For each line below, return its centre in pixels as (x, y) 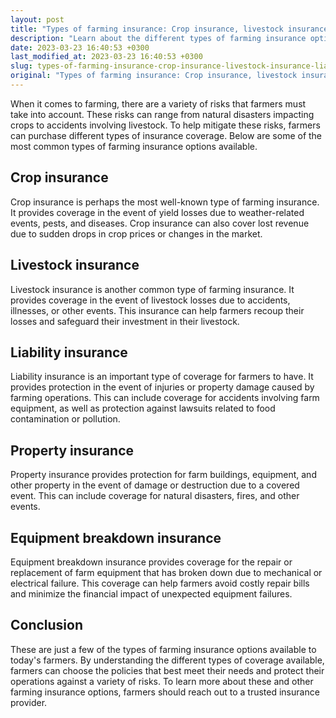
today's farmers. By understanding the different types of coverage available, (167, 660)
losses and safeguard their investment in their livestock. (125, 321)
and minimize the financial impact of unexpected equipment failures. (151, 593)
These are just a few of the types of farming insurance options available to (163, 649)
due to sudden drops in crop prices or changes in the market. (136, 233)
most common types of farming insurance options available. (134, 146)
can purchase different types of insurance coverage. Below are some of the (166, 135)
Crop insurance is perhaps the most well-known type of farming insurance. (165, 202)
